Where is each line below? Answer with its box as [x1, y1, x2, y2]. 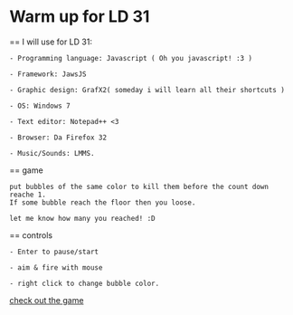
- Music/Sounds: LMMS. [9, 148, 95, 157]
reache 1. [9, 190, 47, 199]
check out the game [9, 294, 84, 305]
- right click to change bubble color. [9, 279, 160, 288]
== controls [9, 229, 52, 241]
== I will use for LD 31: [9, 36, 93, 47]
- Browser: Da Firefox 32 [9, 133, 107, 142]
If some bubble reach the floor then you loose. [9, 197, 196, 207]
